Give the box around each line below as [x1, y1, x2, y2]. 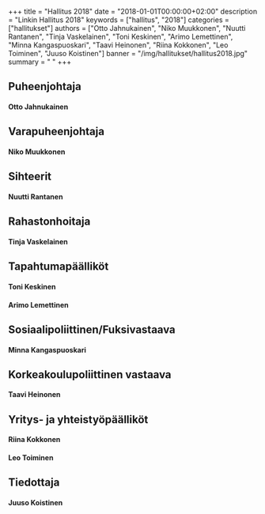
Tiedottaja [8, 476, 60, 489]
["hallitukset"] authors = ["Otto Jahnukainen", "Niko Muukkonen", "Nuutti [8, 24, 246, 32]
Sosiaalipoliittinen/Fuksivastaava [8, 323, 176, 336]
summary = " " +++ [8, 57, 72, 66]
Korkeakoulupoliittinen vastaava [8, 368, 172, 381]
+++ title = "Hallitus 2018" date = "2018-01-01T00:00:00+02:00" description [8, 7, 258, 16]
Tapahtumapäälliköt [8, 260, 109, 274]
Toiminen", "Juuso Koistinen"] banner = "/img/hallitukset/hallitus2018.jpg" [8, 49, 248, 58]
